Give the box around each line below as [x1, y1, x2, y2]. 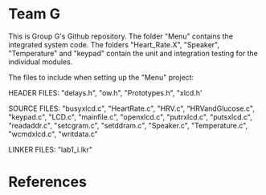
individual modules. [8, 57, 73, 67]
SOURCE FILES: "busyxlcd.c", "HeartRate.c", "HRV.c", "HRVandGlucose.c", [8, 104, 255, 113]
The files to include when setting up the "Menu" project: [8, 72, 194, 82]
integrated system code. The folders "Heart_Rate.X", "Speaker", [8, 39, 219, 49]
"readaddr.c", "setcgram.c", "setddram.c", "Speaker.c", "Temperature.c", [8, 120, 248, 130]
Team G [8, 5, 60, 23]
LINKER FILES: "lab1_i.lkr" [8, 144, 93, 154]
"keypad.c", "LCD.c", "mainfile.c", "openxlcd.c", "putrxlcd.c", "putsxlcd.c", [8, 112, 253, 121]
